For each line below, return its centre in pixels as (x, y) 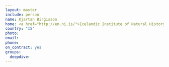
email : (12, 38)
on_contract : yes (23, 47)
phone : (12, 43)
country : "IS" (20, 29)
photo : (12, 33)
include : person (22, 15)
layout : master (21, 10)
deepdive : (20, 57)
